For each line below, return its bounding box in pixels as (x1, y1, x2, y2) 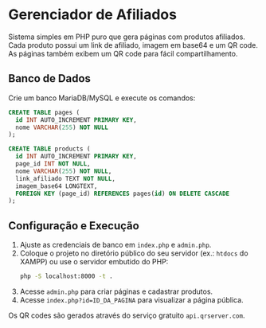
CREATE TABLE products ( (8, 145, 91, 153)
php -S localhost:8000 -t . (19, 272, 113, 280)
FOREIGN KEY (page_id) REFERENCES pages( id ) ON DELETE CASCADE (15, 189, 229, 197)
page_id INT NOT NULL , (15, 160, 91, 168)
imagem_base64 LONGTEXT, (15, 182, 98, 190)
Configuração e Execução (8, 219, 139, 232)
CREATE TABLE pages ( (8, 108, 80, 116)
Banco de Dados (8, 72, 92, 85)
